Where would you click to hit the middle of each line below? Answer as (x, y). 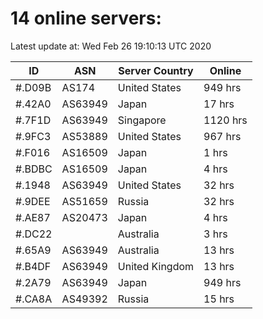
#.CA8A (34, 299)
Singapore (142, 120)
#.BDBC (34, 169)
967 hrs (222, 136)
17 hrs (219, 104)
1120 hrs (225, 120)
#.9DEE (33, 201)
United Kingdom (156, 266)
